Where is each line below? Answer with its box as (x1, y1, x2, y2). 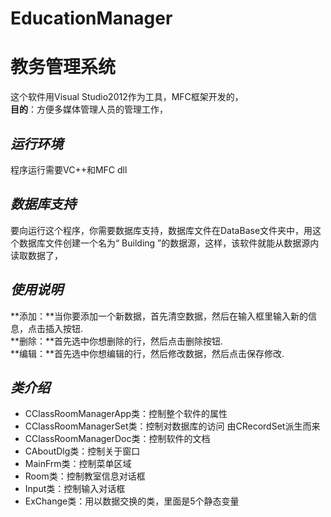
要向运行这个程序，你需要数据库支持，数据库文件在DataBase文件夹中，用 (10, 224, 313, 236)
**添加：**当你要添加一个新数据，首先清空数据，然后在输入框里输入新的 (10, 310, 309, 322)
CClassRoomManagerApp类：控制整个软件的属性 (24, 408, 228, 420)
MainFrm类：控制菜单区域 (24, 458, 132, 470)
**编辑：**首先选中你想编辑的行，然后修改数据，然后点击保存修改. (10, 347, 285, 359)
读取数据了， (10, 249, 63, 261)
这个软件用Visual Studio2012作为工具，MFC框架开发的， (10, 91, 244, 103)
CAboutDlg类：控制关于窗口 (24, 445, 141, 457)
